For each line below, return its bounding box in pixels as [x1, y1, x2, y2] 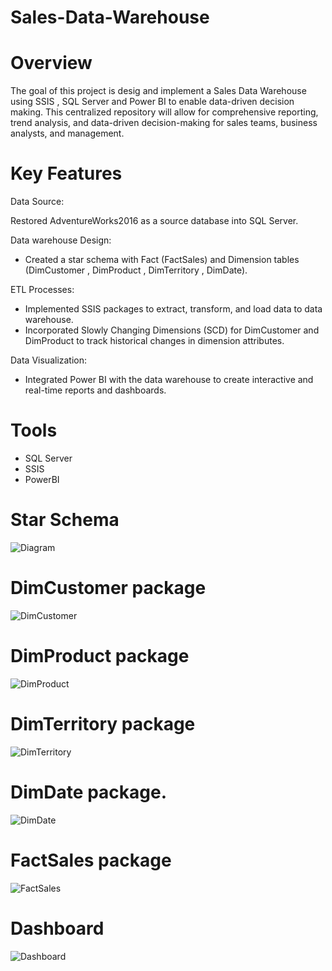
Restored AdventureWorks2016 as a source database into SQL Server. [10, 215, 299, 227]
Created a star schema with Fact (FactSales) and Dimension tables [24, 254, 300, 266]
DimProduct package [10, 645, 190, 668]
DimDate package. [10, 781, 168, 803]
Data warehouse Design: [10, 234, 112, 246]
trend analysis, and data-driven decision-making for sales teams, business [10, 117, 318, 129]
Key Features [10, 162, 123, 185]
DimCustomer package [10, 577, 207, 600]
